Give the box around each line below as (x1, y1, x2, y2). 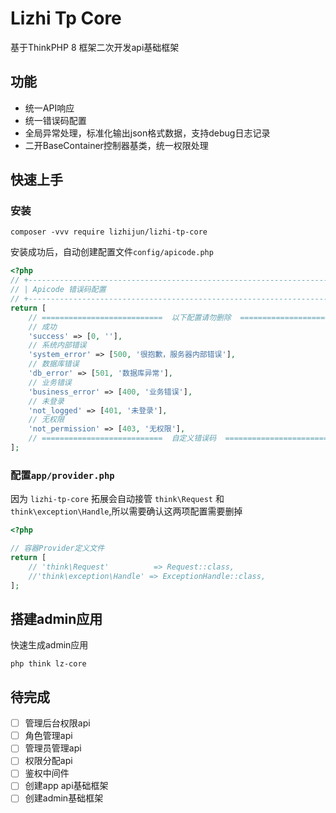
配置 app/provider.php (10, 468, 115, 482)
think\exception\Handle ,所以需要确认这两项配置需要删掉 (10, 505, 243, 517)
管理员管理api (24, 742, 82, 754)
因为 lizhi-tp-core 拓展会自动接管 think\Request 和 (10, 493, 225, 505)
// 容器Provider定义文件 (10, 543, 105, 554)
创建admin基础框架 (24, 792, 104, 804)
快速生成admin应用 (10, 639, 89, 651)
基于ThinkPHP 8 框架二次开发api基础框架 (10, 41, 180, 53)
